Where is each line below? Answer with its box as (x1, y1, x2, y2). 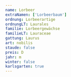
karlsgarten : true (5, 64, 44, 69)
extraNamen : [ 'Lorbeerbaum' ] (5, 12, 67, 17)
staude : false (5, 45, 35, 50)
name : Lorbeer (5, 7, 35, 13)
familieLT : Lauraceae (5, 31, 51, 36)
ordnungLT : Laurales (5, 21, 49, 27)
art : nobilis (5, 41, 33, 46)
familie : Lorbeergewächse (5, 26, 60, 31)
